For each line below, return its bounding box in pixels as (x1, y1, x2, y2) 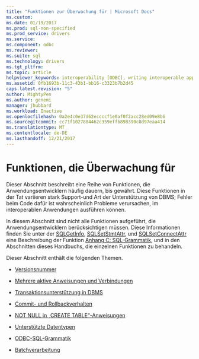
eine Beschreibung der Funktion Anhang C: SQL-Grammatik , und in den (6, 236, 180, 243)
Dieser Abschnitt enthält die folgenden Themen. (6, 254, 123, 261)
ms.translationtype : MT (6, 125, 65, 131)
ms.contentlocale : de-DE (6, 130, 68, 136)
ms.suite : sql (6, 53, 41, 59)
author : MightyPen (6, 91, 52, 97)
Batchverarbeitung (14, 346, 60, 353)
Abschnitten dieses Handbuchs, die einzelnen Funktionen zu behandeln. (6, 243, 182, 250)
